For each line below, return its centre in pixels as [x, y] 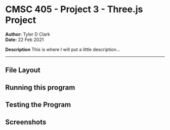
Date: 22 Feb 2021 [25, 40]
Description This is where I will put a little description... [63, 49]
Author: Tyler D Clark [28, 34]
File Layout [23, 70]
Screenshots [26, 122]
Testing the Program [38, 105]
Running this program [40, 87]
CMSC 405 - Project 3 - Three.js [74, 9]
